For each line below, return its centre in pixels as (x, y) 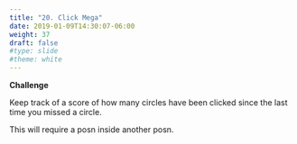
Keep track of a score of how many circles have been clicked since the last (148, 103)
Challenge (29, 85)
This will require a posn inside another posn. (92, 130)
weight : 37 (30, 34)
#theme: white (36, 59)
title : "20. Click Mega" (56, 18)
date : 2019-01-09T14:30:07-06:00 (72, 26)
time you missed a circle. (56, 112)
